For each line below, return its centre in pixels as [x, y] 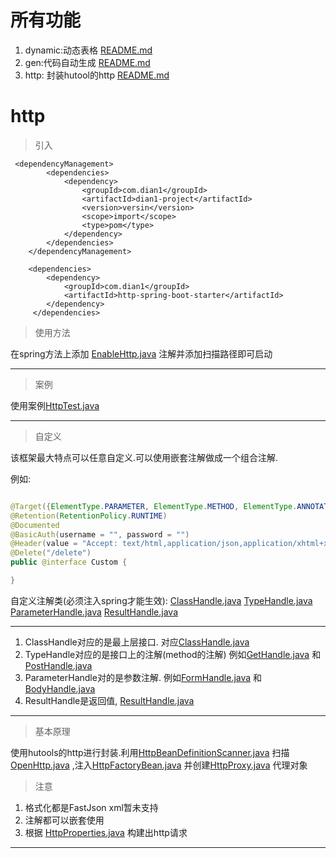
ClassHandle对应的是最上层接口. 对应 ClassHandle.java [137, 642]
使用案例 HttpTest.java [55, 405]
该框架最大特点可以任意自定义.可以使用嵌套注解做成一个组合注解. [144, 457]
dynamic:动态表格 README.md [88, 50]
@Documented [35, 525]
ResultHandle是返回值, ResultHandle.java [109, 700]
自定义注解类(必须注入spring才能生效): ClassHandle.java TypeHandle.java [161, 600]
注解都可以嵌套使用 [64, 820]
